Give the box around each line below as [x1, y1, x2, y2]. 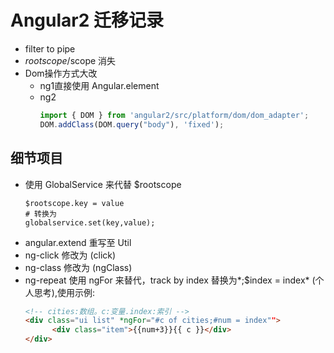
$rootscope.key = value [24, 198, 125, 208]
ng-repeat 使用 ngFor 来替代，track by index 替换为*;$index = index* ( [24, 274, 316, 286]
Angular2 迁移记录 [10, 9, 164, 32]
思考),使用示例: [33, 286, 95, 298]
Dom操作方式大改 [24, 67, 98, 79]
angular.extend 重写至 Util [24, 236, 132, 248]
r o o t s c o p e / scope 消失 [24, 54, 117, 66]
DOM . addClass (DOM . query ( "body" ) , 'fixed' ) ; [39, 119, 225, 130]
